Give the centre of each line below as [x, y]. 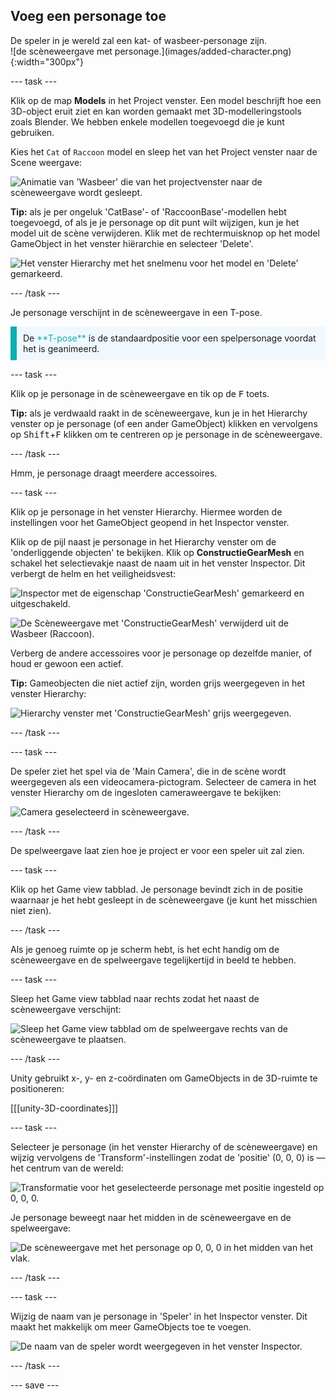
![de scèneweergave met [61, 51]
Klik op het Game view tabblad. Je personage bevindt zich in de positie [156, 889]
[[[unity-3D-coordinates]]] [64, 1108]
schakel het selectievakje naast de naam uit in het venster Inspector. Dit [158, 563]
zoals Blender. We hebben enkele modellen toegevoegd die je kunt [147, 121]
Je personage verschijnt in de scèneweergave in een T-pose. [136, 312]
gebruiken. [32, 132]
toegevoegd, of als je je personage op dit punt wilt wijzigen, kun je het [155, 222]
